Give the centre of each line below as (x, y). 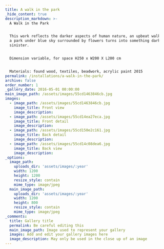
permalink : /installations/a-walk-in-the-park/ (54, 76)
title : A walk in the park (32, 10)
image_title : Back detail (40, 135)
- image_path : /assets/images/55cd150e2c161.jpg (60, 130)
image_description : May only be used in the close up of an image (78, 239)
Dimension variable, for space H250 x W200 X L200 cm (65, 58)
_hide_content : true (26, 14)
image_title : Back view (38, 148)
